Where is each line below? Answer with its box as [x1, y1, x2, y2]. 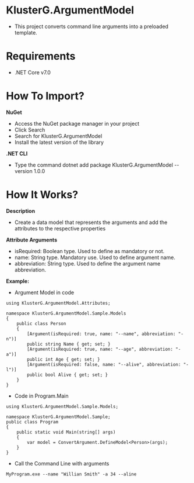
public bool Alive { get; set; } [27, 372, 108, 378]
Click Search [14, 126, 45, 133]
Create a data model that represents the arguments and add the [14, 219, 168, 226]
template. [14, 29, 38, 36]
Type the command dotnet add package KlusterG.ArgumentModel [14, 161, 174, 168]
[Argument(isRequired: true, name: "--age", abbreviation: [27, 346, 174, 352]
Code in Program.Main [14, 392, 69, 399]
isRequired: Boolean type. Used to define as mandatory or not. [14, 247, 165, 254]
